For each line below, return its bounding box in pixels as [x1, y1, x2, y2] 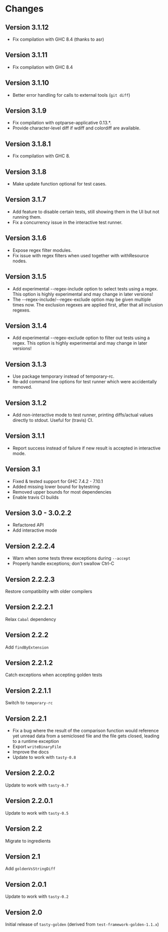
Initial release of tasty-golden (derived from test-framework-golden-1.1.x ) [5, 921, 159, 927]
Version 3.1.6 [5, 234, 47, 242]
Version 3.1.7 [5, 195, 46, 204]
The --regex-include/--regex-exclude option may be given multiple [12, 296, 151, 302]
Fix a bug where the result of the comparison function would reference [12, 728, 159, 734]
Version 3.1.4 [5, 322, 47, 330]
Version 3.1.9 [5, 106, 47, 115]
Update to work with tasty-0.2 [5, 893, 69, 899]
